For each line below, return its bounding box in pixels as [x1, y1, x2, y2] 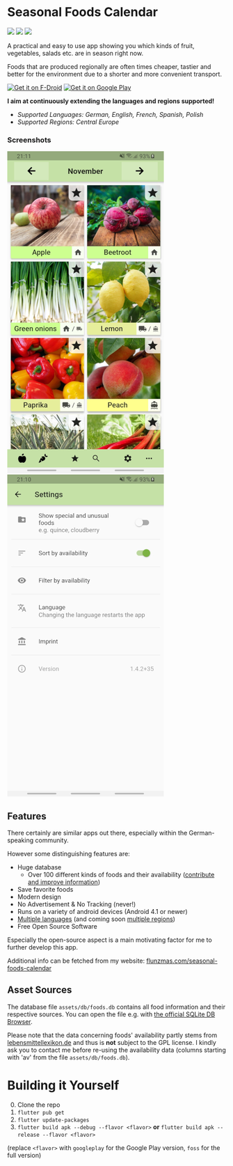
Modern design [17, 892, 61, 901]
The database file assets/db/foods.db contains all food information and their [7, 1002, 226, 1011]
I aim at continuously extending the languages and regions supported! [7, 97, 215, 105]
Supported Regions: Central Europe [17, 118, 120, 126]
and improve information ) [27, 878, 101, 886]
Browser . [7, 1017, 33, 1025]
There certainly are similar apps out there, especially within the [7, 829, 188, 837]
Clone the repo [17, 1101, 61, 1109]
